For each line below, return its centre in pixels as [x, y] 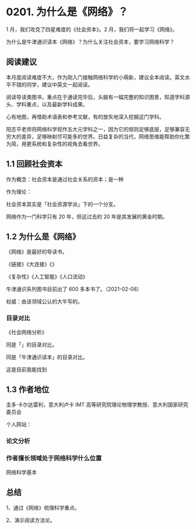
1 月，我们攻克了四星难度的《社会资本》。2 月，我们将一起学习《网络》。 [92, 29]
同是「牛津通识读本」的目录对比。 [47, 357]
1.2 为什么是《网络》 [43, 237]
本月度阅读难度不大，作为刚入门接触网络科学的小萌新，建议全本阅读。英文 [95, 77]
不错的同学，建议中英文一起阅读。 [52, 84]
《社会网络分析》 [27, 332]
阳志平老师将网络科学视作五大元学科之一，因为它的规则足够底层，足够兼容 [95, 129]
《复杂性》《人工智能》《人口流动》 [47, 277]
